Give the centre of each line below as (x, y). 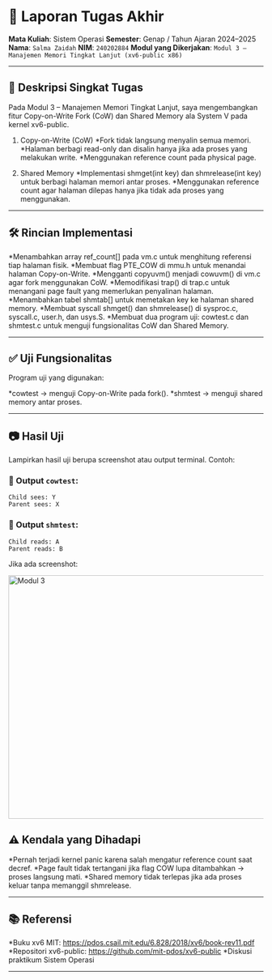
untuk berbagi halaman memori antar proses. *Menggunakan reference (140, 181)
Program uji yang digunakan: (56, 378)
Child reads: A (34, 542)
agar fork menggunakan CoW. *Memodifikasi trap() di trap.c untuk (119, 282)
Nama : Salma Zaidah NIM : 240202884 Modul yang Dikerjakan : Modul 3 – (127, 47)
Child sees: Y (32, 497)
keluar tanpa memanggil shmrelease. (70, 885)
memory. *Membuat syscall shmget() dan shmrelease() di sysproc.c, (123, 308)
